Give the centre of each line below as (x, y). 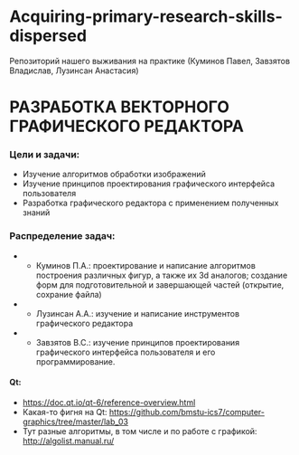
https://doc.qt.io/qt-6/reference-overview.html (109, 402)
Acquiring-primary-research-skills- (146, 17)
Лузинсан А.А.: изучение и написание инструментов (138, 313)
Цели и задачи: (45, 155)
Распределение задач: (62, 236)
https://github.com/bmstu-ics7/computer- (187, 412)
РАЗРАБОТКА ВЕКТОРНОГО (120, 107)
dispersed (48, 36)
